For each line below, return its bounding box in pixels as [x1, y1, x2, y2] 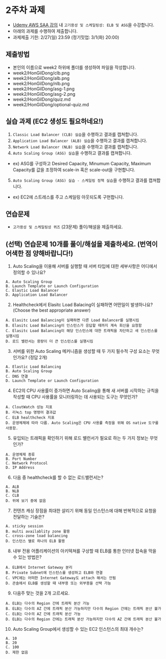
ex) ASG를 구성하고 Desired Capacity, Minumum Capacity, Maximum [12, 160, 151, 166]
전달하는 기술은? [12, 514, 45, 520]
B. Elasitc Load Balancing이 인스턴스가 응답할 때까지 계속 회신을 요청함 [5, 323, 142, 328]
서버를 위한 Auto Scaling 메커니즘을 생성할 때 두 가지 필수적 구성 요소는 [12, 348, 151, 354]
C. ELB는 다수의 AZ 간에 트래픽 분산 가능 [5, 611, 81, 617]
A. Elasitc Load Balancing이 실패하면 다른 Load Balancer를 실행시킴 [5, 318, 139, 323]
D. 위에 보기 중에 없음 [5, 498, 46, 504]
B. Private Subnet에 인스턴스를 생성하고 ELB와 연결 [5, 570, 103, 576]
